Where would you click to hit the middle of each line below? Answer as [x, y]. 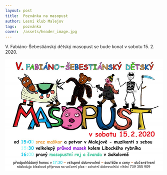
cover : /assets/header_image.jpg [41, 32]
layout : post [19, 11]
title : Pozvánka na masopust [37, 16]
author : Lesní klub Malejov [34, 21]
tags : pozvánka [23, 27]
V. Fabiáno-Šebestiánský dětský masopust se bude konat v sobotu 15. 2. [80, 47]
